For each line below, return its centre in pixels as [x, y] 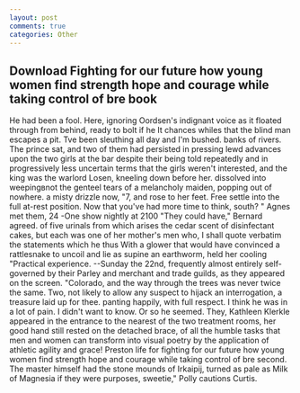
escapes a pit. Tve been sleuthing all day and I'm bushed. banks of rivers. [146, 139]
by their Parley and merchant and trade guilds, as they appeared [166, 273]
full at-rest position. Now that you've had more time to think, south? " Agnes [150, 207]
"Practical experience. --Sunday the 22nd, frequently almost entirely [136, 264]
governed [27, 273]
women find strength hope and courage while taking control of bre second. [148, 360]
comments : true [38, 26]
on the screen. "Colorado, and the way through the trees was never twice [145, 283]
